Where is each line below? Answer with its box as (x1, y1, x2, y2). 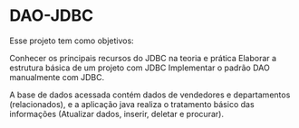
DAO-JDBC (9, 5, 93, 26)
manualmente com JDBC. (9, 71, 105, 82)
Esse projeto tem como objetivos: (9, 35, 134, 46)
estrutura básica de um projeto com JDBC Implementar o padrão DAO (9, 62, 270, 73)
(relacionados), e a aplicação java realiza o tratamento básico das (9, 98, 256, 109)
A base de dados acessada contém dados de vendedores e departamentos (9, 89, 291, 100)
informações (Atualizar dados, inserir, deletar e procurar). (9, 108, 225, 119)
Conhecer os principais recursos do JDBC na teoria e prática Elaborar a (9, 52, 277, 63)
